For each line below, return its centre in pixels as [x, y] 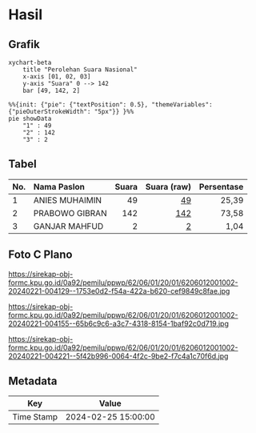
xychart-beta [30, 62]
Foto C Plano [40, 255]
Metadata [33, 381]
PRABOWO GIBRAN [70, 213]
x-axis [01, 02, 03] [57, 77]
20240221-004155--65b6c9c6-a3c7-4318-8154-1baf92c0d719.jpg [119, 323]
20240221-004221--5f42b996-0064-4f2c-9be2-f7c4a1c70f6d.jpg [118, 356]
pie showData [30, 118]
